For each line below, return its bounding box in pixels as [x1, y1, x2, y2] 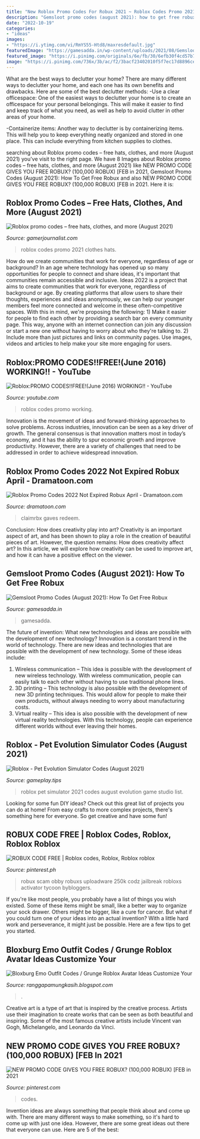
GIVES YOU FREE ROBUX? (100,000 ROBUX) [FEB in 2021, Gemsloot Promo [6, 168, 192, 175]
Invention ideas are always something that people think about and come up [6, 1107, 190, 1114]
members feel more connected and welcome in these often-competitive [6, 302, 183, 309]
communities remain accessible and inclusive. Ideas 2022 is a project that [6, 277, 187, 284]
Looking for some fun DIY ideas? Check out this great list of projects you [6, 800, 185, 807]
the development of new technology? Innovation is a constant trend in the [6, 635, 187, 642]
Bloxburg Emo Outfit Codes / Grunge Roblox [6, 944, 172, 955]
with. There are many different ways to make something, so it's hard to [6, 1113, 180, 1121]
